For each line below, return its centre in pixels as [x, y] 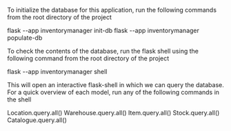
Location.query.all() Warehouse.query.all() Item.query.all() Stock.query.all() [113, 113]
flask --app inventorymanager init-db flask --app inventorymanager [103, 31]
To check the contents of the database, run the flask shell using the [103, 51]
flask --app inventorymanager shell [57, 72]
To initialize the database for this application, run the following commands [112, 10]
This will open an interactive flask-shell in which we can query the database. [115, 85]
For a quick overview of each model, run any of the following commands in [113, 92]
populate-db [25, 38]
